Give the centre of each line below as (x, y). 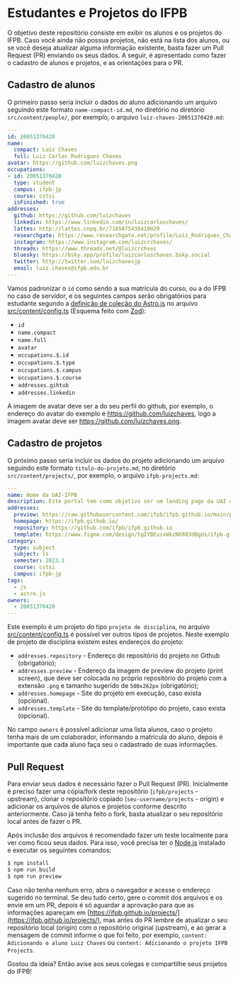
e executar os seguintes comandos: (59, 850)
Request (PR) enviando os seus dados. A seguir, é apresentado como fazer (117, 55)
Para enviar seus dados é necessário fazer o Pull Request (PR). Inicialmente (118, 784)
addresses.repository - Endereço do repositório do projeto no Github (119, 655)
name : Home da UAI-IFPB (42, 495)
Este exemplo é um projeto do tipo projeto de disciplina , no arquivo (109, 627)
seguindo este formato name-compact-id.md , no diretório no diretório (106, 109)
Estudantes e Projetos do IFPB (97, 13)
